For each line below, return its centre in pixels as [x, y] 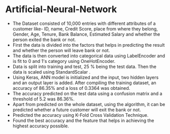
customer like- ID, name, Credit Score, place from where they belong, [85, 28]
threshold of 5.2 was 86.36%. [44, 99]
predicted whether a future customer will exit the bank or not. [77, 110]
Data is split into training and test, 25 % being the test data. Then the [84, 66]
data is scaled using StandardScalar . [51, 72]
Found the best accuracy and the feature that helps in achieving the [83, 120]
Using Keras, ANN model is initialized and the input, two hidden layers [86, 77]
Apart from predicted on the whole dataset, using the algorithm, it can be [89, 104]
